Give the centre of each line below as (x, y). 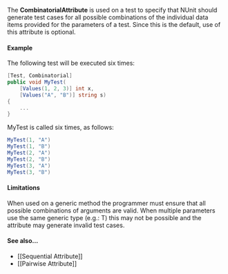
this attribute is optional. (41, 32)
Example (20, 48)
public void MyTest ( (37, 82)
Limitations (23, 188)
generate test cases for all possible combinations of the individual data (108, 17)
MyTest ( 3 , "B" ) (29, 172)
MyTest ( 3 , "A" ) (29, 166)
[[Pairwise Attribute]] (47, 263)
